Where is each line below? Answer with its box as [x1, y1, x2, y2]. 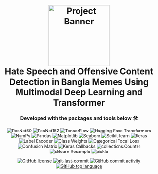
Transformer [53, 97, 105, 109]
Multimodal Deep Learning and [15, 87, 143, 98]
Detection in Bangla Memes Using [9, 76, 149, 87]
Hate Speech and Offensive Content [4, 66, 154, 77]
